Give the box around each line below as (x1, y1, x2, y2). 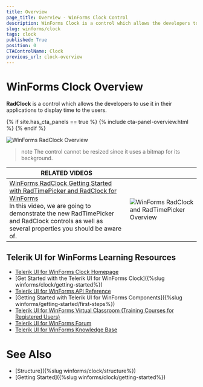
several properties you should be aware (9, 224, 122, 233)
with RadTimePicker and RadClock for (9, 186, 117, 195)
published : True (6, 37, 47, 43)
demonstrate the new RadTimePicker (9, 209, 115, 218)
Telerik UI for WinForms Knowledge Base (14, 326, 118, 333)
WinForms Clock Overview (6, 80, 144, 94)
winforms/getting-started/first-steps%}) (14, 301, 115, 308)
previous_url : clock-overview (6, 54, 83, 60)
